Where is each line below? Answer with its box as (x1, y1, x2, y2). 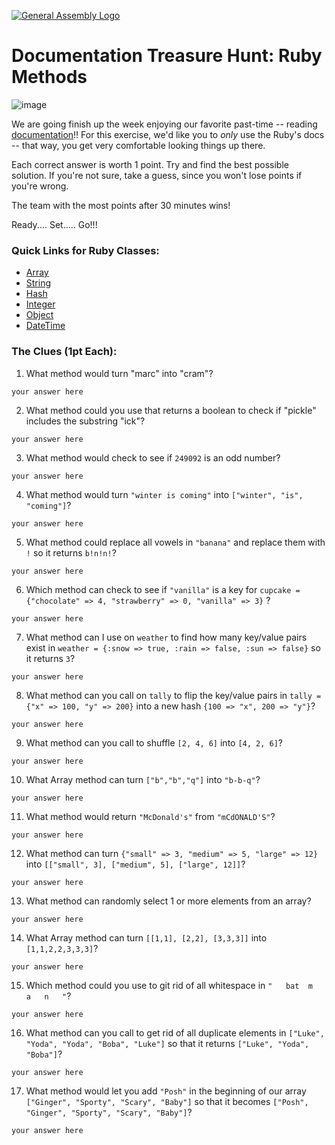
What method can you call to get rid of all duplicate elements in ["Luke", (25, 1026, 325, 1039)
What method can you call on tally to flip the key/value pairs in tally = (25, 689, 322, 701)
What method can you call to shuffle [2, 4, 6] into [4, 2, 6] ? (25, 736, 284, 749)
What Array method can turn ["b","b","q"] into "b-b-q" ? (25, 773, 261, 785)
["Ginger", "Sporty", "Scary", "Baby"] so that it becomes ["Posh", (25, 1095, 309, 1107)
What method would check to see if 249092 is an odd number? (25, 451, 281, 464)
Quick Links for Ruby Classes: (11, 243, 160, 257)
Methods (11, 66, 88, 89)
